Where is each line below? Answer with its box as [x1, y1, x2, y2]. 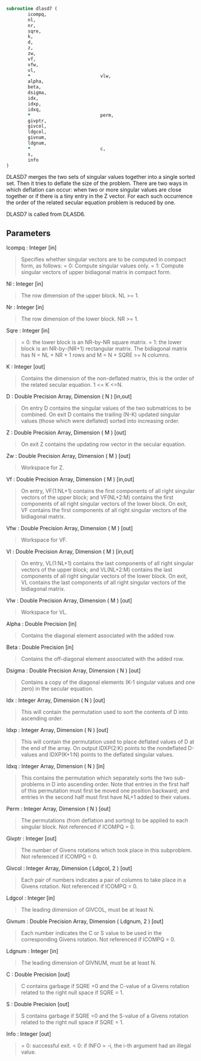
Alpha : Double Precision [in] [6, 621, 77, 628]
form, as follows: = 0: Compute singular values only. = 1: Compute [20, 262, 184, 269]
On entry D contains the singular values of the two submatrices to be [20, 404, 191, 412]
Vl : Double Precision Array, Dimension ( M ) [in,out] [6, 548, 134, 556]
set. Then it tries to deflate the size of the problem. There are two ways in [6, 180, 188, 187]
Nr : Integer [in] [6, 304, 44, 311]
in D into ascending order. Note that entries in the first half [46, 781, 190, 788]
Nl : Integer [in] [6, 280, 44, 287]
